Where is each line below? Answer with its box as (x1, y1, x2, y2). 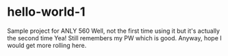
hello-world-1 (7, 4, 86, 20)
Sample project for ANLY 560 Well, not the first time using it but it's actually (7, 27, 220, 35)
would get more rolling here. (7, 41, 87, 49)
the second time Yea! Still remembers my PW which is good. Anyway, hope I (7, 33, 223, 42)
